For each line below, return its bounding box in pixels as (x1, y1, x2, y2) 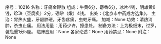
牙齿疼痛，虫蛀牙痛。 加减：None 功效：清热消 (56, 17, 153, 22)
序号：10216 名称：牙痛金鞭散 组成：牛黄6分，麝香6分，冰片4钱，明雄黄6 (5, 4, 156, 10)
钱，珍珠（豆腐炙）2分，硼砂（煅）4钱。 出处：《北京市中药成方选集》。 (5, 10, 151, 16)
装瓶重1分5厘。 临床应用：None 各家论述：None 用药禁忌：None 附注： (5, 29, 151, 34)
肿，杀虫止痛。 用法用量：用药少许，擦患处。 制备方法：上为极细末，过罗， (5, 22, 159, 28)
